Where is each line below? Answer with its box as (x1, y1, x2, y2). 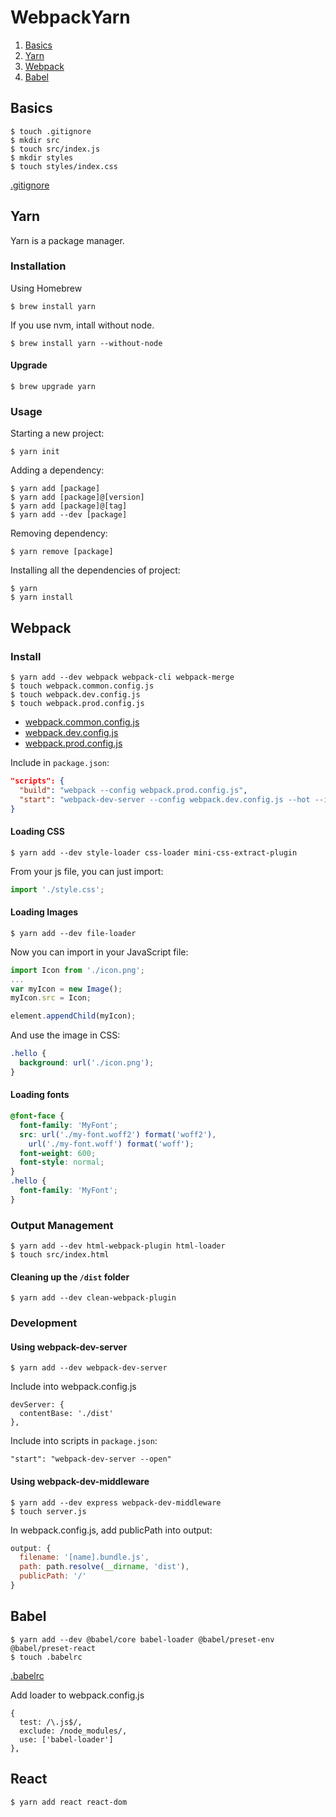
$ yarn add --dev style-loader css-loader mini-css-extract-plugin (10, 847, 298, 858)
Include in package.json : (10, 757, 110, 769)
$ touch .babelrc (10, 1652, 83, 1662)
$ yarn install (10, 592, 74, 603)
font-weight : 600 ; (19, 1148, 97, 1158)
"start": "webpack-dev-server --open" (10, 1454, 172, 1465)
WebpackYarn (10, 6, 131, 29)
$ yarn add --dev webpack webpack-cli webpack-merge (10, 672, 235, 683)
